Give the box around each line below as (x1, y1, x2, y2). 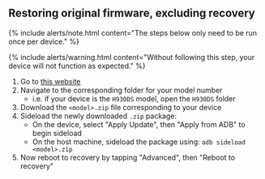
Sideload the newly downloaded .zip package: (19, 111, 177, 121)
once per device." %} (8, 36, 79, 46)
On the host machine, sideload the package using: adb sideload (32, 137, 246, 147)
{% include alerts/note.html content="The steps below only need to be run (8, 28, 258, 37)
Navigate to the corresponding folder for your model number (19, 85, 223, 95)
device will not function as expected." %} (8, 61, 146, 70)
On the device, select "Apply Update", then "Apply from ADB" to (32, 119, 246, 129)
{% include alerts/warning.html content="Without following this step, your (8, 52, 255, 62)
